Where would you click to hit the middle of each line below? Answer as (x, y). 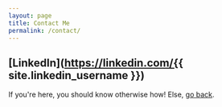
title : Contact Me (39, 23)
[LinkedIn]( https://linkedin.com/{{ (96, 63)
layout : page (30, 16)
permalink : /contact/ (45, 30)
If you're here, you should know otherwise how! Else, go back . (111, 95)
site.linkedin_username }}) (76, 75)
